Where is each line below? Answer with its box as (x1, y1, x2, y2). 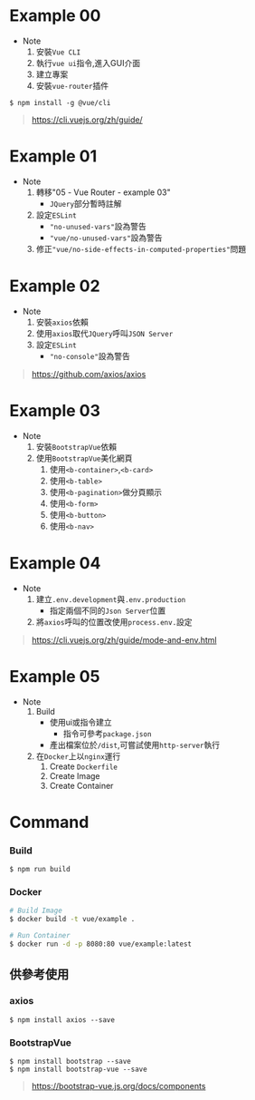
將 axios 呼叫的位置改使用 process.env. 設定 (35, 616, 193, 627)
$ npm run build (9, 865, 71, 874)
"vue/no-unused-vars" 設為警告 (49, 232, 163, 243)
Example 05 (9, 666, 100, 686)
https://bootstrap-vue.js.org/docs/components (31, 1080, 206, 1091)
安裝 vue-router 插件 (35, 80, 109, 91)
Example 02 (9, 276, 101, 297)
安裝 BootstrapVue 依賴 (35, 441, 118, 452)
